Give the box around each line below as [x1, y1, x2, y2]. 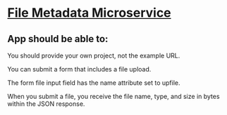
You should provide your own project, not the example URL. [7, 51, 180, 60]
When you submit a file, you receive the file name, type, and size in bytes [7, 93, 220, 100]
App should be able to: [7, 33, 109, 45]
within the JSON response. [7, 100, 85, 108]
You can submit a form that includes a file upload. [7, 65, 152, 73]
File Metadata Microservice [7, 5, 171, 21]
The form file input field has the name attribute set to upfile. [7, 79, 180, 87]
